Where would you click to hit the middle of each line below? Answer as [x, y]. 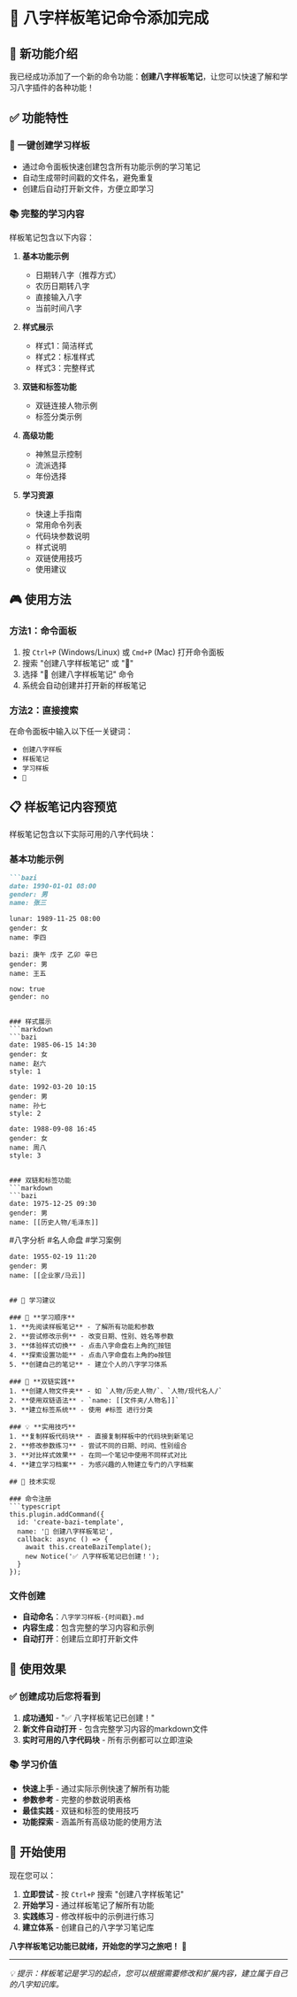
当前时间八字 [58, 308]
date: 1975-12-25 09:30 [53, 1203]
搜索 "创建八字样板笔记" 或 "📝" [78, 663]
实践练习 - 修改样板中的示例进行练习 [88, 1916]
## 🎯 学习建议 [32, 1300]
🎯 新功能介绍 [43, 54]
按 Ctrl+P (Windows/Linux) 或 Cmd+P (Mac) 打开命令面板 [123, 652]
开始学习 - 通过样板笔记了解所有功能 [88, 1905]
